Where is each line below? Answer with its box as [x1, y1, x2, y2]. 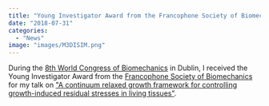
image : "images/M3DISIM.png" [8, 41, 106, 49]
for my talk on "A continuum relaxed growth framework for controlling [8, 80, 238, 90]
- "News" [15, 33, 45, 42]
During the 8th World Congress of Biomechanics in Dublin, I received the [8, 63, 248, 73]
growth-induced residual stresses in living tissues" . [8, 88, 177, 98]
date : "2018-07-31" [8, 19, 74, 27]
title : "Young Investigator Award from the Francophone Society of [8, 11, 239, 20]
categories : [8, 26, 48, 34]
